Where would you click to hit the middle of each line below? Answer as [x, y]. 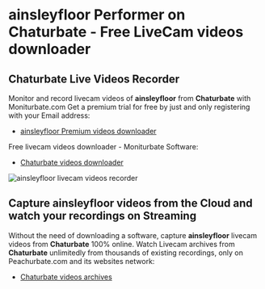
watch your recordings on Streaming [102, 216]
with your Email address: [49, 115]
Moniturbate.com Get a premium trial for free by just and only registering [129, 107]
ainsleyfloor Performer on [97, 15]
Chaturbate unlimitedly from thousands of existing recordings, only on [126, 253]
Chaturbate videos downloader [72, 162]
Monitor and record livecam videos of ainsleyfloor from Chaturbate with [130, 98]
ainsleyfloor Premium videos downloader [88, 131]
